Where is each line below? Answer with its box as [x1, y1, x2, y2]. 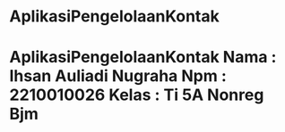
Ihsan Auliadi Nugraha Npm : [9, 66, 227, 87]
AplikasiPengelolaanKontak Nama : [9, 47, 277, 68]
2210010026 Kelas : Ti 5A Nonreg [9, 85, 264, 105]
